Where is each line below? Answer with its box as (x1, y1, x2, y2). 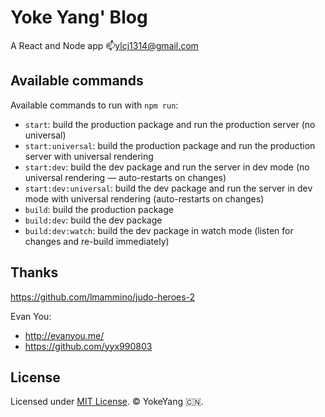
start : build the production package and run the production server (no (24, 118, 316, 130)
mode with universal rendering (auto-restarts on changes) (24, 192, 265, 205)
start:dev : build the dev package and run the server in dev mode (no (24, 161, 310, 173)
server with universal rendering (24, 150, 154, 162)
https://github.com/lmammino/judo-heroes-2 (10, 291, 196, 303)
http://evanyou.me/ (24, 329, 105, 341)
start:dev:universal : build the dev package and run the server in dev (24, 182, 313, 194)
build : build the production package (24, 203, 174, 215)
